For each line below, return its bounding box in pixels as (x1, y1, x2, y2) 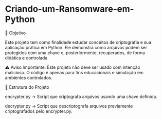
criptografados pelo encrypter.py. (5, 108, 72, 114)
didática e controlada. (5, 55, 49, 60)
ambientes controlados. (5, 75, 53, 80)
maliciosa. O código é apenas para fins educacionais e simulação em (5, 69, 144, 75)
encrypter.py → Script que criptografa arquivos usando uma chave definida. (5, 94, 157, 99)
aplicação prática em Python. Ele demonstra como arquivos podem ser (5, 44, 147, 50)
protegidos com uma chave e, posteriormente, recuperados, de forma (5, 50, 145, 56)
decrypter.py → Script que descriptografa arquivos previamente (5, 103, 133, 109)
